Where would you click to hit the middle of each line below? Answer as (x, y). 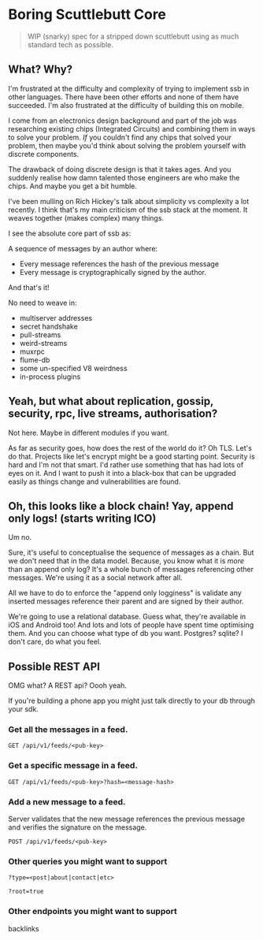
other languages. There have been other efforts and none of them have (124, 97)
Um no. (20, 537)
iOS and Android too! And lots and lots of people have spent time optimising (131, 625)
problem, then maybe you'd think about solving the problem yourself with (127, 145)
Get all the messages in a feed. (68, 730)
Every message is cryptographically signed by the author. (113, 272)
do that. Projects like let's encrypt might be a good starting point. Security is (132, 456)
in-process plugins (50, 377)
